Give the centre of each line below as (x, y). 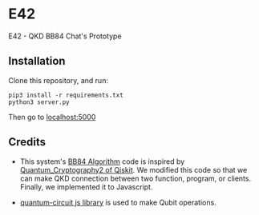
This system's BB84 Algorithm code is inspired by (102, 161)
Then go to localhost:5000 (52, 117)
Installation (37, 61)
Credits (27, 142)
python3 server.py (39, 102)
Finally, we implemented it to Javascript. (86, 187)
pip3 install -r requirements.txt (66, 95)
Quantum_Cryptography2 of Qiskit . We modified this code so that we (134, 169)
